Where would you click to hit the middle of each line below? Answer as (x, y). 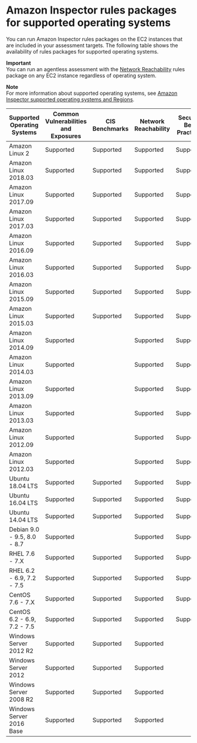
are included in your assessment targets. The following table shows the (92, 45)
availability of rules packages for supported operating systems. (82, 51)
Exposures (66, 136)
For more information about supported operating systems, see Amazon (92, 93)
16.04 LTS (23, 503)
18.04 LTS (23, 486)
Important (18, 63)
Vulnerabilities (66, 121)
